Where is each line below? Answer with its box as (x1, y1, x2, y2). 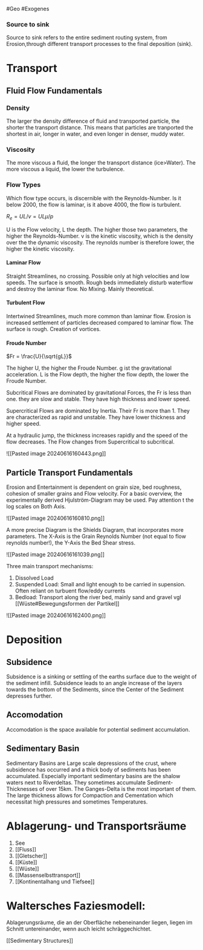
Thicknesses (6, 785, 38, 792)
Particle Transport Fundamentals (6, 467, 133, 477)
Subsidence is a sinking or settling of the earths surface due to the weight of (6, 673, 197, 680)
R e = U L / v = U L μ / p (6, 212, 54, 221)
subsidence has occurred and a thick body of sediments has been (6, 765, 171, 773)
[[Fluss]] (14, 845, 36, 853)
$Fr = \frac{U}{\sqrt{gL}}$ (6, 353, 72, 360)
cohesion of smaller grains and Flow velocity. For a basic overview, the (6, 490, 182, 497)
